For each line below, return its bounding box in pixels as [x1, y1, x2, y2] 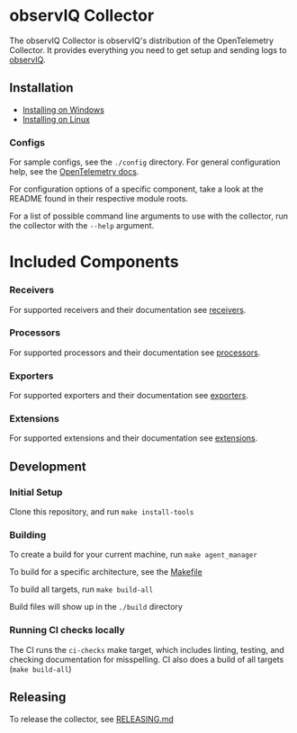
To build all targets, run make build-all [9, 584, 154, 594]
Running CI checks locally [9, 624, 126, 637]
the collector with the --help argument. [9, 220, 155, 231]
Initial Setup [9, 486, 63, 498]
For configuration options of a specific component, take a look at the [9, 183, 264, 194]
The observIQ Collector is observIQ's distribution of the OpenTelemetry [9, 35, 274, 46]
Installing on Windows [22, 104, 105, 115]
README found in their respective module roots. [9, 193, 189, 204]
